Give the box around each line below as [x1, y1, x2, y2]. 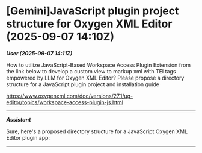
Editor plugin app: [6, 134, 50, 141]
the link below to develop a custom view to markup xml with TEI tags [6, 67, 176, 75]
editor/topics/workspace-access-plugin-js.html [6, 98, 123, 106]
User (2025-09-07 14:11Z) [6, 49, 73, 57]
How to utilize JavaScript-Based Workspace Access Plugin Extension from [6, 61, 191, 69]
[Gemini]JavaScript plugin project [6, 4, 179, 18]
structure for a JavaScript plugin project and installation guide [6, 80, 159, 88]
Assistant [6, 116, 31, 123]
